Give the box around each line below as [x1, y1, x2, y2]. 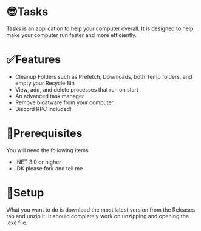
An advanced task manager [15, 92, 84, 99]
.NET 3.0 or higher [15, 158, 62, 166]
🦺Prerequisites [6, 127, 83, 141]
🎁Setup [6, 186, 44, 199]
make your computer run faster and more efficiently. [6, 31, 137, 38]
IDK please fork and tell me [15, 164, 83, 172]
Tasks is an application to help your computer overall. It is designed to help [6, 25, 194, 32]
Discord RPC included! [15, 105, 72, 112]
